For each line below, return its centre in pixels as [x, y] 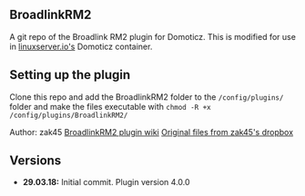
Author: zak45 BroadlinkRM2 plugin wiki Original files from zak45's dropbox [152, 132]
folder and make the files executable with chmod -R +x [110, 106]
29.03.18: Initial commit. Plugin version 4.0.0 [106, 182]
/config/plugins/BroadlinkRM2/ [69, 115]
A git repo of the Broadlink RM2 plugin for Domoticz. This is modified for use [152, 36]
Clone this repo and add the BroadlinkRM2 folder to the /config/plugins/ [147, 97]
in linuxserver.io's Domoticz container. [81, 46]
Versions [36, 161]
